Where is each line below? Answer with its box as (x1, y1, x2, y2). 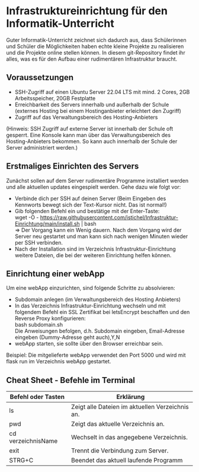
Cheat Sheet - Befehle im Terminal (6, 375, 135, 385)
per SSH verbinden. (14, 239, 63, 246)
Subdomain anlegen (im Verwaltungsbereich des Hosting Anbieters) (14, 296, 181, 303)
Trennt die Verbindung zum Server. (70, 446, 169, 455)
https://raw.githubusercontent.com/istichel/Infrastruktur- (40, 214, 179, 221)
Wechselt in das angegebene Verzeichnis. (70, 433, 188, 442)
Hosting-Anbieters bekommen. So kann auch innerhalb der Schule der (6, 138, 178, 145)
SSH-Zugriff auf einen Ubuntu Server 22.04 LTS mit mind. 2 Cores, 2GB (14, 88, 190, 96)
